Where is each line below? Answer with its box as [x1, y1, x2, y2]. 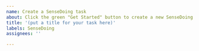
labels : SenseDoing [6, 25, 55, 31]
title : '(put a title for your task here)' [6, 20, 116, 26]
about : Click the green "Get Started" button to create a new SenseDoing [6, 14, 194, 20]
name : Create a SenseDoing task [6, 8, 86, 15]
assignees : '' [6, 31, 42, 37]
